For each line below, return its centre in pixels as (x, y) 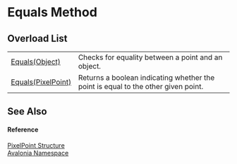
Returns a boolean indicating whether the (146, 77)
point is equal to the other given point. (141, 87)
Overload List (37, 39)
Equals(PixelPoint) (41, 82)
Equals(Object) (36, 62)
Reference (23, 129)
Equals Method (52, 12)
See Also (27, 111)
